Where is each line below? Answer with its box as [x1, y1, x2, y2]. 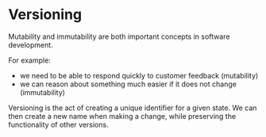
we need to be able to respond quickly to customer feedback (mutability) [19, 70, 259, 80]
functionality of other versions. [8, 120, 109, 129]
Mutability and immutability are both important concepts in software [8, 32, 230, 41]
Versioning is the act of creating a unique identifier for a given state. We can [8, 103, 257, 112]
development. [8, 40, 53, 49]
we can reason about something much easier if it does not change [19, 79, 237, 89]
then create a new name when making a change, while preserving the [8, 111, 237, 120]
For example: [8, 55, 52, 65]
